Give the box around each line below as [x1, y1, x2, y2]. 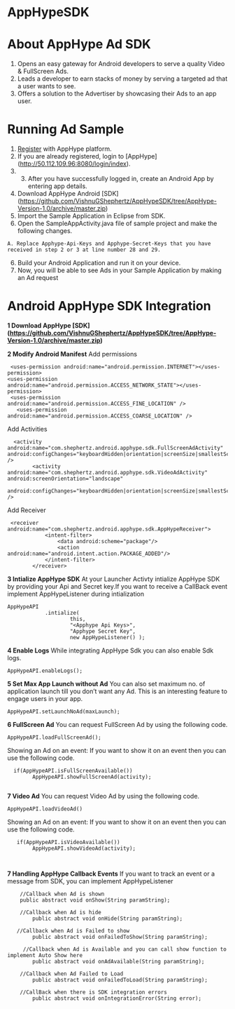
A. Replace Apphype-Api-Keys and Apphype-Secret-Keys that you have [7, 240, 211, 248]
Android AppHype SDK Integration [7, 298, 211, 314]
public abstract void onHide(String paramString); [32, 915, 183, 922]
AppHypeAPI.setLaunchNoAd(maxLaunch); [7, 708, 120, 715]
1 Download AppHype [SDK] [7, 321, 90, 330]
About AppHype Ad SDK [7, 36, 152, 53]
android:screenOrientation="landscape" [7, 475, 124, 482]
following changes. [17, 227, 73, 235]
